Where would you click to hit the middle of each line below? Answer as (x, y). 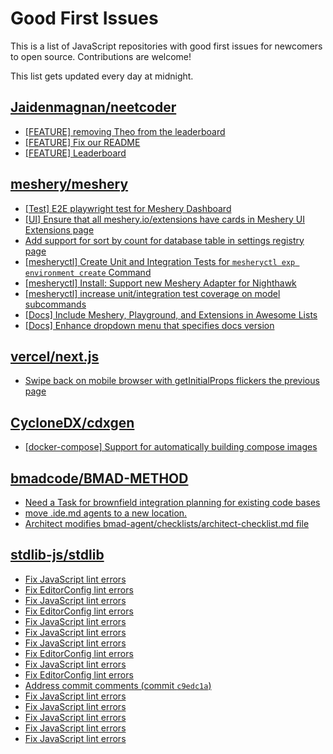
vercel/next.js (55, 356)
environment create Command (88, 272)
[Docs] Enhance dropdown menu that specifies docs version (149, 325)
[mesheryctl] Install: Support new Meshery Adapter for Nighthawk (160, 283)
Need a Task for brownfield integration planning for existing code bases (172, 502)
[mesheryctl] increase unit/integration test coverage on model (152, 293)
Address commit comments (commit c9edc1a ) (118, 685)
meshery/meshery (69, 184)
